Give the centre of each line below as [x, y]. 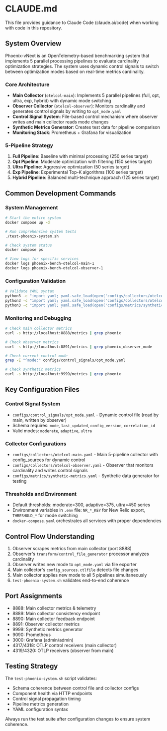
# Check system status [29, 245]
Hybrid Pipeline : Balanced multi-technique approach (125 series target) [86, 177]
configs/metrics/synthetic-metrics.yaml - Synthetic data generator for [86, 476]
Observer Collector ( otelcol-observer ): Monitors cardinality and [79, 106]
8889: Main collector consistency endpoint [56, 613]
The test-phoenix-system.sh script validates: [51, 678]
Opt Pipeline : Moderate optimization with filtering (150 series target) [82, 162]
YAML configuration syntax [40, 709]
